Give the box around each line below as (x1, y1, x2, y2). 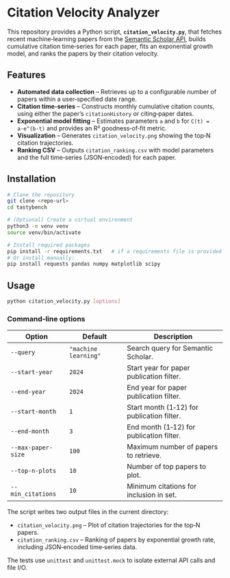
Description (153, 332, 193, 341)
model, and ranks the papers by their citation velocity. (7, 49, 159, 58)
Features (7, 69, 46, 81)
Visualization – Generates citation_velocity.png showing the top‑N (16, 131, 211, 139)
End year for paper (126, 383, 187, 393)
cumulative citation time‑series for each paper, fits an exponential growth (7, 42, 214, 50)
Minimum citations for (126, 482, 197, 492)
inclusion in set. (126, 490, 177, 500)
